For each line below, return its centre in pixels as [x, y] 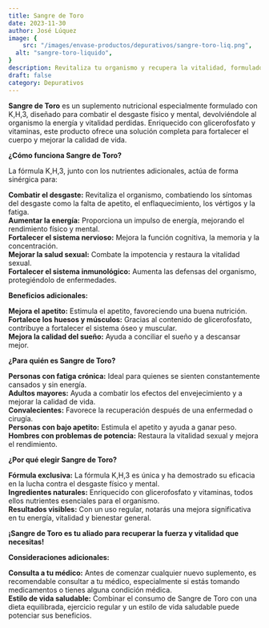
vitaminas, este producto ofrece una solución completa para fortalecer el [128, 131]
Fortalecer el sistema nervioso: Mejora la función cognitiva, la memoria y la [134, 237]
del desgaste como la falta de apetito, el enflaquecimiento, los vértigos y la [132, 203]
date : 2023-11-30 [37, 23]
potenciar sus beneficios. [50, 615]
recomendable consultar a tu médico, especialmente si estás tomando [124, 581]
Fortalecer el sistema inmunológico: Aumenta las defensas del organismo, [132, 271]
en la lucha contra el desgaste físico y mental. [84, 483]
